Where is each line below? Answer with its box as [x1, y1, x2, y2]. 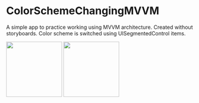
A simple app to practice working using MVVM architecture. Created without [6, 24, 193, 31]
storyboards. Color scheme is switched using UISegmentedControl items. [6, 29, 186, 36]
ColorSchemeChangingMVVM [6, 4, 159, 18]
